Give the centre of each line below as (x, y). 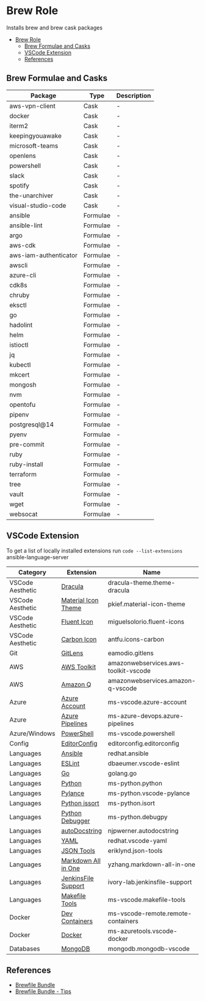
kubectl (20, 365)
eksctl (18, 305)
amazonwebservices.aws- (146, 663)
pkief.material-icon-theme (146, 604)
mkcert (20, 374)
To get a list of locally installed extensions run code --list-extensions (95, 550)
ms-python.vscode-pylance (149, 793)
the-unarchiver (31, 195)
